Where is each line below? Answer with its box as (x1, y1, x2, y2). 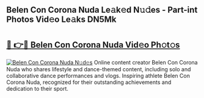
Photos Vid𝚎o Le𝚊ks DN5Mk (6, 15, 117, 25)
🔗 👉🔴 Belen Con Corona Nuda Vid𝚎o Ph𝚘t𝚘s (6, 40, 180, 50)
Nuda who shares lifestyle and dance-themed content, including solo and (6, 66, 191, 72)
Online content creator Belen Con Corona (93, 59, 198, 66)
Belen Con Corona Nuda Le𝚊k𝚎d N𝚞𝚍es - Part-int (6, 5, 198, 15)
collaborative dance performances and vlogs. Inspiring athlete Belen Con (6, 72, 191, 79)
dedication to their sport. (6, 85, 69, 92)
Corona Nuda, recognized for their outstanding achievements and (6, 79, 172, 86)
